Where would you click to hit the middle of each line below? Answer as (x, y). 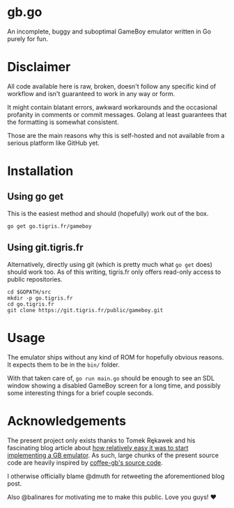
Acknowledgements (67, 421)
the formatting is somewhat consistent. (63, 122)
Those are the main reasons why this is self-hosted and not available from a (116, 135)
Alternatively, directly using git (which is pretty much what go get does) (110, 264)
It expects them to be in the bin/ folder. (64, 364)
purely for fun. (28, 38)
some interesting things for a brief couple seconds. (80, 393)
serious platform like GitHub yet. (53, 143)
